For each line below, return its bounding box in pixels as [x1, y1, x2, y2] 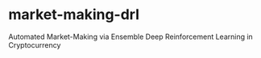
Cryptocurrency [8, 40, 61, 49]
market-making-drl [8, 6, 139, 24]
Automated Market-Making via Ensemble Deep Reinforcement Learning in [8, 32, 254, 41]
